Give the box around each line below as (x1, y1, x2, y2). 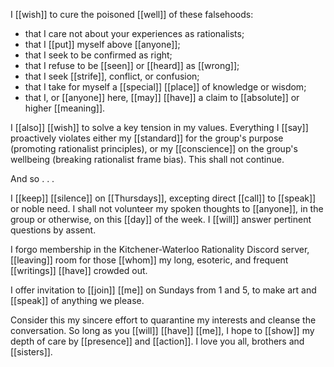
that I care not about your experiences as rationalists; (24, 28, 245, 39)
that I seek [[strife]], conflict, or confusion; (24, 70, 200, 82)
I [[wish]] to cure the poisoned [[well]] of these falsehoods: (10, 9, 254, 20)
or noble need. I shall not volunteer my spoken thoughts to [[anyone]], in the (10, 203, 324, 214)
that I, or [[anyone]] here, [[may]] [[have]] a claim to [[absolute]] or (24, 92, 300, 103)
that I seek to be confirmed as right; (24, 49, 173, 61)
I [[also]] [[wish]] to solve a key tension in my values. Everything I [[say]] (10, 122, 309, 133)
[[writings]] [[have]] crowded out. (10, 265, 148, 276)
